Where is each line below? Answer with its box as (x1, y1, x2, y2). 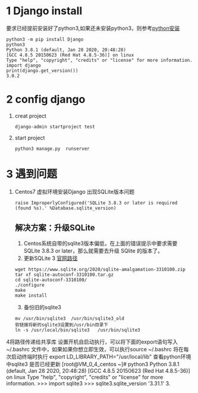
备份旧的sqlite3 (23, 303, 61, 310)
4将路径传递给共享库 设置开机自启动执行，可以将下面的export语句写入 (6, 338, 178, 345)
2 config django (6, 93, 86, 106)
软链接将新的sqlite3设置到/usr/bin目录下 (14, 322, 108, 328)
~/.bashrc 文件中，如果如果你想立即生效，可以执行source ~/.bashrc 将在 (6, 345, 184, 353)
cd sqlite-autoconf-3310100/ (14, 276, 87, 283)
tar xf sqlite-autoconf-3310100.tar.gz (14, 272, 114, 278)
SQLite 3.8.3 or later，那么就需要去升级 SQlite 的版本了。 (23, 247, 164, 254)
